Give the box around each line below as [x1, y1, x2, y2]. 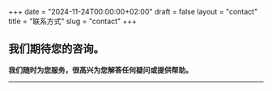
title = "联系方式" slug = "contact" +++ [8, 16, 138, 26]
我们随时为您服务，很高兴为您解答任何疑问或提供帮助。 [8, 64, 193, 75]
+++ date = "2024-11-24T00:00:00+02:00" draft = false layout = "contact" [8, 7, 258, 16]
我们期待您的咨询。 [8, 42, 104, 56]
